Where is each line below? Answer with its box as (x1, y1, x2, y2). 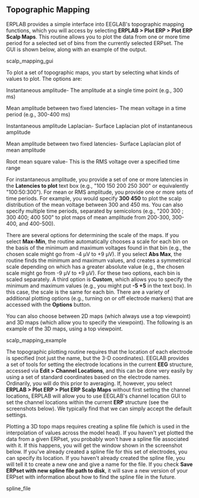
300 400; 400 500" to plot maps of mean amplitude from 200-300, (6, 213, 171, 220)
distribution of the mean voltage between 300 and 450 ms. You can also (6, 201, 184, 208)
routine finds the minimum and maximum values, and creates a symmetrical (6, 257, 191, 264)
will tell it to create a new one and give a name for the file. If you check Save (6, 461, 193, 468)
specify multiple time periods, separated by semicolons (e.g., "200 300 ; (6, 207, 184, 215)
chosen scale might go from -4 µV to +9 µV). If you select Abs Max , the (6, 250, 182, 257)
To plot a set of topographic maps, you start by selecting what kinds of (6, 68, 179, 76)
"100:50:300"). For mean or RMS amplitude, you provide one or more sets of (6, 188, 194, 196)
